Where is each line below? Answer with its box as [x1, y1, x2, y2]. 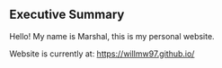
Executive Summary [9, 7, 125, 22]
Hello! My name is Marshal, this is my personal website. [9, 30, 215, 41]
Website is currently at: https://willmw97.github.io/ [9, 48, 195, 59]
